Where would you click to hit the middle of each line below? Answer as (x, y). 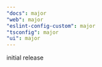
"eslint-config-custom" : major (51, 26)
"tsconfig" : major (33, 32)
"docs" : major (27, 13)
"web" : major (25, 20)
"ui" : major (23, 39)
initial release (25, 58)
